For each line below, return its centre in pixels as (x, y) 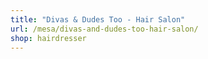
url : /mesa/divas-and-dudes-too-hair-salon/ (104, 29)
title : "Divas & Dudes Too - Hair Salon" (98, 19)
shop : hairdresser (48, 38)
